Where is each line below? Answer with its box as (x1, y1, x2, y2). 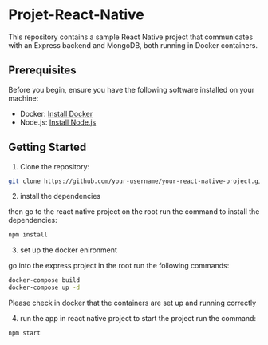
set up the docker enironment (19, 245, 118, 255)
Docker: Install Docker (19, 109, 93, 118)
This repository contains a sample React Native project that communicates (8, 32, 254, 42)
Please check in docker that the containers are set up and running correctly (8, 298, 257, 308)
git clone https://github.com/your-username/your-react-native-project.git (8, 177, 266, 185)
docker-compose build (8, 276, 81, 284)
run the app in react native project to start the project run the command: (19, 314, 257, 323)
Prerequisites (8, 64, 77, 77)
